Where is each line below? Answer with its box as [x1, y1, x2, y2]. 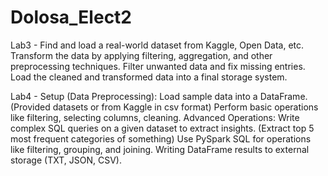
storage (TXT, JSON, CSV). [10, 154, 122, 166]
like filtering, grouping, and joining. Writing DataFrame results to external [10, 143, 310, 155]
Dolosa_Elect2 [10, 6, 133, 29]
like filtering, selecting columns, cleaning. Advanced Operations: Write [10, 111, 300, 123]
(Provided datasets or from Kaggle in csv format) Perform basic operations [10, 101, 319, 113]
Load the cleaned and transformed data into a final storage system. [10, 71, 288, 83]
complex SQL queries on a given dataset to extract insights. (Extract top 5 [10, 122, 315, 134]
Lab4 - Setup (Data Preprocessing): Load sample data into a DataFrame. [10, 90, 308, 102]
